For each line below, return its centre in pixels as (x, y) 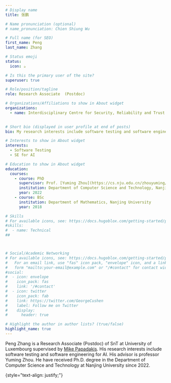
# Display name (21, 10)
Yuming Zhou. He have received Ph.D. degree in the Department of (76, 360)
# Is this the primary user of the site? (50, 75)
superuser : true (22, 80)
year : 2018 (30, 207)
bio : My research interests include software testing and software (78, 131)
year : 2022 (30, 193)
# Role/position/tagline (32, 89)
